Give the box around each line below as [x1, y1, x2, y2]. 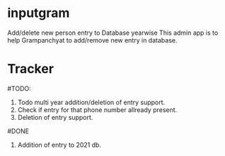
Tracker [7, 61, 54, 77]
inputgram [7, 5, 70, 21]
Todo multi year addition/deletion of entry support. [17, 98, 166, 106]
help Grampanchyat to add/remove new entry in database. [7, 35, 178, 44]
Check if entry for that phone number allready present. [17, 105, 178, 114]
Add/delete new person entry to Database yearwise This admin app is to [7, 28, 219, 37]
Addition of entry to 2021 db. [17, 140, 101, 149]
